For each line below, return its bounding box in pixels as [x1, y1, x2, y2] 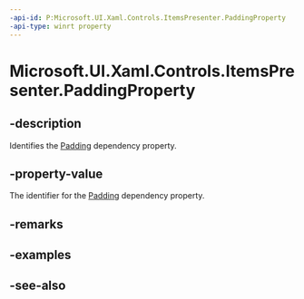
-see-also [9, 278, 66, 294]
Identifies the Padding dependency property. [9, 140, 177, 150]
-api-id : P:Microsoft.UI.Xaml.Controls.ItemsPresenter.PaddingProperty [9, 13, 286, 23]
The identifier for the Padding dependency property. [9, 190, 205, 201]
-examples [9, 247, 72, 263]
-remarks [9, 217, 64, 232]
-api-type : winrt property [9, 22, 112, 31]
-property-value [9, 166, 103, 181]
